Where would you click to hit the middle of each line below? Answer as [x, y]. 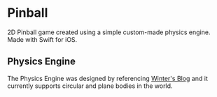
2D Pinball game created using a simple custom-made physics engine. [109, 32]
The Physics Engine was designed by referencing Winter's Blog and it [107, 78]
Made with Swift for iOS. [42, 39]
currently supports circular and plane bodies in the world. [90, 86]
